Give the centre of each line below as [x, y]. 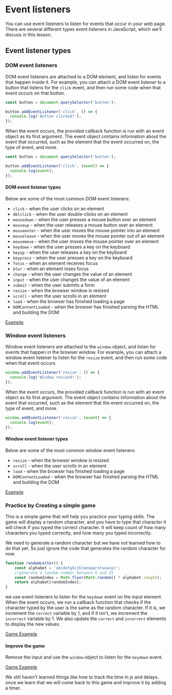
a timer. [13, 688]
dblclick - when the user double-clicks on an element [70, 214]
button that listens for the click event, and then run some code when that [83, 87]
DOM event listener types [33, 187]
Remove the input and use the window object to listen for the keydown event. [84, 657]
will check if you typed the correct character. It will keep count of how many [86, 527]
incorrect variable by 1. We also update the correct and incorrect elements [86, 619]
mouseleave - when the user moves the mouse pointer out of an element [88, 236]
